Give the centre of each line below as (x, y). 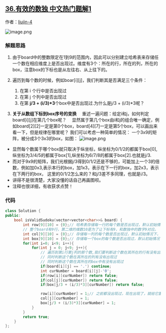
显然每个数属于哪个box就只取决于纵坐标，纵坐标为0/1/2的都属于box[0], (85, 149)
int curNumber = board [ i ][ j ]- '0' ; (76, 271)
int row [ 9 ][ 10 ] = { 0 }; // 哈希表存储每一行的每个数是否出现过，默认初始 (90, 225)
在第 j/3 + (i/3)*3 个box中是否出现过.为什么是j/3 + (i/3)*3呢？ (82, 103)
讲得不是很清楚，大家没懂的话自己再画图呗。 (58, 180)
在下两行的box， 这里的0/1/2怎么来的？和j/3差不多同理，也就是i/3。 (81, 174)
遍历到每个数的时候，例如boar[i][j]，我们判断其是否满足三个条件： (80, 80)
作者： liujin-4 (19, 22)
